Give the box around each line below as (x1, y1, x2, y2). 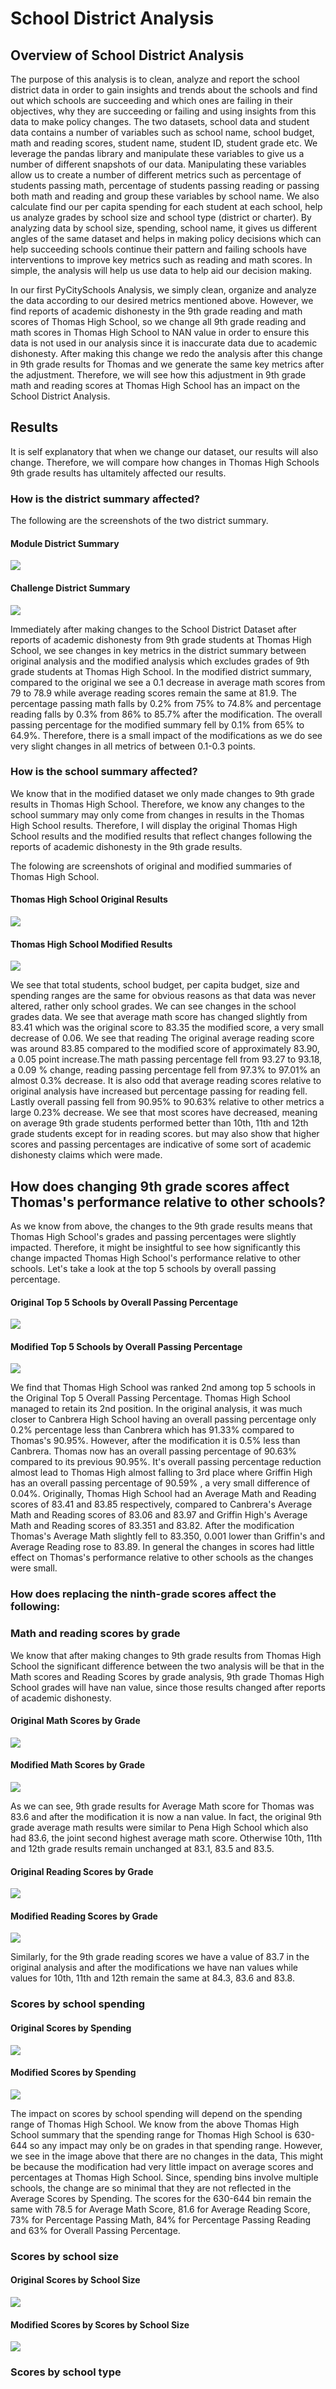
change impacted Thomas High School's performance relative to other (10, 1252, 302, 1264)
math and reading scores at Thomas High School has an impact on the (10, 380, 301, 391)
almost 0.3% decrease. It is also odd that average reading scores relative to (10, 1075, 322, 1087)
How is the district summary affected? (10, 492, 200, 506)
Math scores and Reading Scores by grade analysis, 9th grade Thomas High (10, 1670, 325, 1682)
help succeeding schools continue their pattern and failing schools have (10, 243, 307, 255)
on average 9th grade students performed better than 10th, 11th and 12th (10, 1117, 309, 1129)
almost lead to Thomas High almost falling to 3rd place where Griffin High (10, 1467, 313, 1479)
